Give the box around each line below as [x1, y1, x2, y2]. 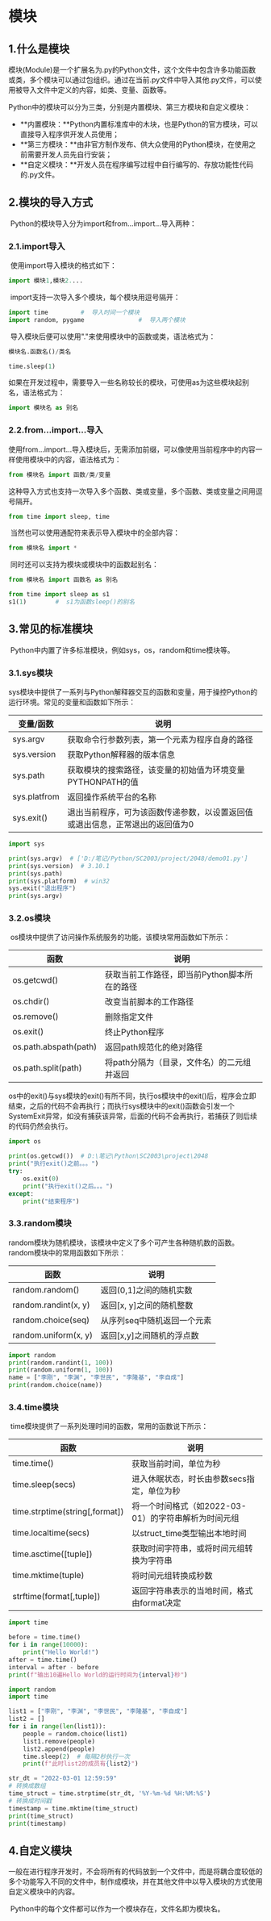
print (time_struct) [8, 1812, 74, 1820]
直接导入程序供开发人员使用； [19, 130, 119, 139]
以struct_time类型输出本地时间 [131, 1528, 248, 1539]
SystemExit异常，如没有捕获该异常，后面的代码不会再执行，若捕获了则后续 [8, 1111, 258, 1121]
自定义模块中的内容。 [8, 1887, 79, 1897]
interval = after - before [8, 1663, 99, 1671]
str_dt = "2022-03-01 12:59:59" [8, 1774, 117, 1783]
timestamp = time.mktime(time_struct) [8, 1804, 139, 1812]
